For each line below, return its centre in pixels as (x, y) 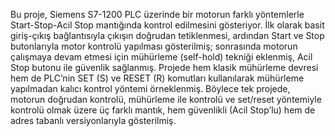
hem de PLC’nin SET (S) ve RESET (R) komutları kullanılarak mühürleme (157, 78)
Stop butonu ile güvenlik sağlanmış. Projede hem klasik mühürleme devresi (164, 67)
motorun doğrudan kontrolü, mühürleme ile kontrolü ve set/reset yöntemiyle (166, 99)
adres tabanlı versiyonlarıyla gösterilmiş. (93, 120)
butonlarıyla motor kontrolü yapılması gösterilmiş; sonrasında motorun (154, 46)
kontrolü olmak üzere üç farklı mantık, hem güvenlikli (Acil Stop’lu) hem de (163, 110)
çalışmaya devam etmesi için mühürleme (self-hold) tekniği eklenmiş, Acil (161, 57)
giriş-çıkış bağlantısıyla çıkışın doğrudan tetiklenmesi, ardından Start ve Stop (167, 35)
